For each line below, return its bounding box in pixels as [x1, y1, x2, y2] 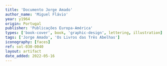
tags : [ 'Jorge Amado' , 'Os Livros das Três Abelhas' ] [5, 35, 120, 40]
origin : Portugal [5, 21, 42, 26]
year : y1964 [5, 16, 30, 21]
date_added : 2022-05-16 [5, 53, 55, 59]
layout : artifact [5, 49, 42, 54]
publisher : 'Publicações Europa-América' [5, 26, 93, 31]
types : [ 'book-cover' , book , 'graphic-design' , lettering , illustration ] [5, 30, 163, 35]
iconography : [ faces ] [5, 40, 51, 45]
